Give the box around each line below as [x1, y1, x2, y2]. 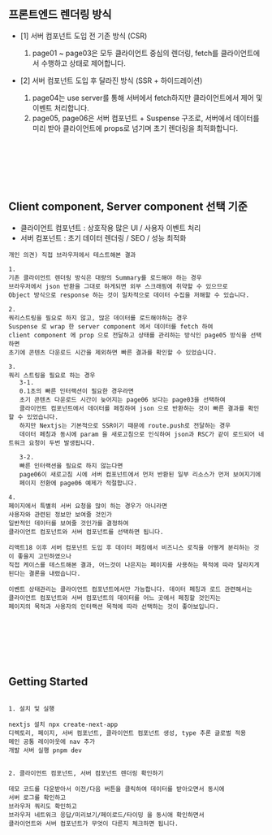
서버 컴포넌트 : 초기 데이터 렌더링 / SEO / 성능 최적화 [19, 233, 187, 242]
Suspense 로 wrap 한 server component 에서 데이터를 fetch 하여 [8, 322, 214, 331]
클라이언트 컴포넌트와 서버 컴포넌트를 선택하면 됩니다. [8, 528, 164, 536]
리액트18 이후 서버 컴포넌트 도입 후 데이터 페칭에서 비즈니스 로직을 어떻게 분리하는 [8, 543, 250, 551]
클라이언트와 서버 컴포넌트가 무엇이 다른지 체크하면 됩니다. [8, 820, 179, 828]
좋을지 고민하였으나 [17, 552, 71, 560]
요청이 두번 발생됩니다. [28, 438, 96, 447]
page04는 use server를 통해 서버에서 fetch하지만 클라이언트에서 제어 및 [32, 93, 263, 102]
